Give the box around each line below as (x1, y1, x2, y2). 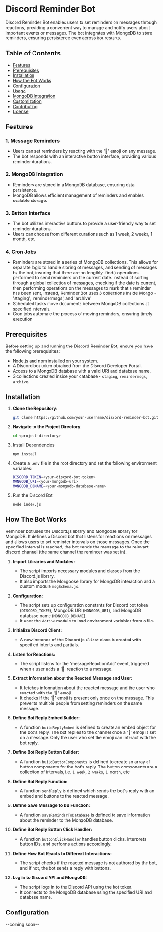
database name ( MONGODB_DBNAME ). (19, 612, 87, 619)
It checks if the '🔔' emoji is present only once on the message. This (19, 695, 154, 701)
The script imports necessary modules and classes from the (19, 568, 140, 574)
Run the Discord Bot (12, 493, 53, 498)
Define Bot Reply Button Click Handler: (12, 826, 93, 832)
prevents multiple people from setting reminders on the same (19, 700, 142, 706)
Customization (12, 98, 42, 104)
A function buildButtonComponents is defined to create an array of (19, 758, 150, 765)
